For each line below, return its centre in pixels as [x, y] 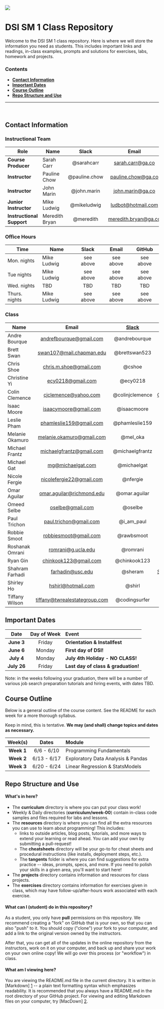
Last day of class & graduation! [102, 666]
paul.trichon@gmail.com [72, 521]
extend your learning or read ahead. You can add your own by [82, 838]
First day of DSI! [84, 650]
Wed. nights [21, 286]
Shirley [15, 582]
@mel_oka [133, 437]
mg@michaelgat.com [72, 465]
